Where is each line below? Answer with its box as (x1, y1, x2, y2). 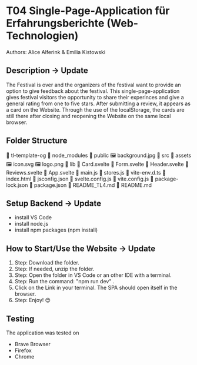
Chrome (14, 353, 35, 360)
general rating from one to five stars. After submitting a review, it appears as (6, 100, 191, 107)
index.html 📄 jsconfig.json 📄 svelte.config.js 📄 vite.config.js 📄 (6, 175, 154, 182)
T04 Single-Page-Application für (6, 4, 170, 18)
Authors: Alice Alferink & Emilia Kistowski (6, 48, 106, 55)
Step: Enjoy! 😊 (14, 297, 51, 304)
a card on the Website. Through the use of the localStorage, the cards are (6, 106, 185, 113)
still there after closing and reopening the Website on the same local (6, 112, 171, 119)
